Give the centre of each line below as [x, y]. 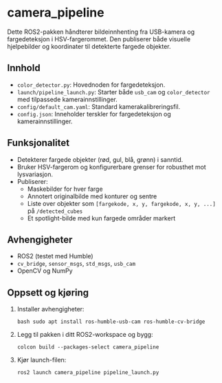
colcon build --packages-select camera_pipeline [88, 347]
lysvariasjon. [35, 174]
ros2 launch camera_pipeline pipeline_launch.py [88, 373]
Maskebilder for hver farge [65, 189]
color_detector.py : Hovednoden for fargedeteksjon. [91, 85]
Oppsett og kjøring [48, 292]
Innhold [24, 68]
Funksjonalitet [38, 143]
